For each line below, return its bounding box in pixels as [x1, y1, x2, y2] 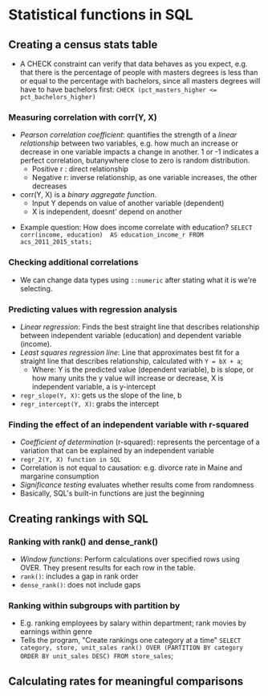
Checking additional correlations [8, 257, 139, 268]
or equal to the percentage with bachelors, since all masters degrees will [19, 76, 261, 85]
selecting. [19, 283, 53, 293]
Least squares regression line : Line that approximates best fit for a [19, 348, 240, 357]
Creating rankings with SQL [8, 512, 148, 525]
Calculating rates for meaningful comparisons [8, 674, 244, 688]
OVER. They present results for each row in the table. [19, 562, 196, 572]
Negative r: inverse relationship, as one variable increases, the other [31, 173, 258, 183]
